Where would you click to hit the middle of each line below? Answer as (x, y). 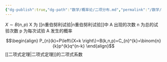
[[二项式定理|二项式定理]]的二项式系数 (44, 54)
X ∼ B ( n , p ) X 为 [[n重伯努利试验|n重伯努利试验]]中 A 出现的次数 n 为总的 (80, 24)
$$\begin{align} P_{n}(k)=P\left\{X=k (43, 41)
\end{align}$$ (100, 46)
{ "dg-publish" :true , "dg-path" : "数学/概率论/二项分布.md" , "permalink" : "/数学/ (83, 10)
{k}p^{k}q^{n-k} (69, 46)
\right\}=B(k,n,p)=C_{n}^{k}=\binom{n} (122, 41)
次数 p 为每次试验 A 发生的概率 (41, 31)
